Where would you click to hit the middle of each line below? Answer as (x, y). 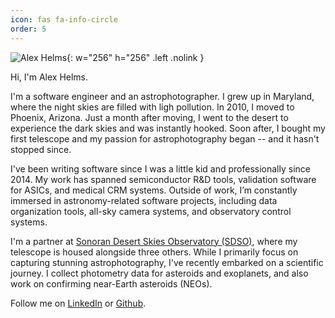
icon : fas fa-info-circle (64, 19)
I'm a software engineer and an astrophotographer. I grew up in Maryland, (162, 96)
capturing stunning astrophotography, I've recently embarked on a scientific (167, 262)
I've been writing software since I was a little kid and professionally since (160, 168)
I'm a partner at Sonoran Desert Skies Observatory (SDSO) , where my (154, 241)
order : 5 (28, 29)
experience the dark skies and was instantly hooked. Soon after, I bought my (168, 128)
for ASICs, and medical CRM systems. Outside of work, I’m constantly (154, 190)
